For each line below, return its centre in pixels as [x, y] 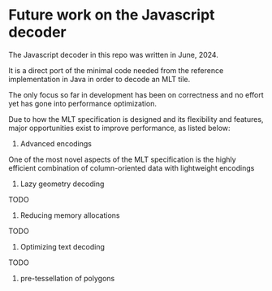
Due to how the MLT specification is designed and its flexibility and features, [136, 119]
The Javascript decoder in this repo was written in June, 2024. [114, 54]
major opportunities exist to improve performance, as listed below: [119, 128]
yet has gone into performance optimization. [82, 103]
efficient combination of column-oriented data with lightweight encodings [132, 167]
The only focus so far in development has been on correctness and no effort [136, 94]
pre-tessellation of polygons [67, 278]
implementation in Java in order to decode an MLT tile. [99, 79]
